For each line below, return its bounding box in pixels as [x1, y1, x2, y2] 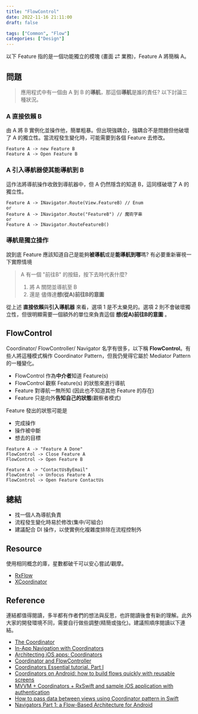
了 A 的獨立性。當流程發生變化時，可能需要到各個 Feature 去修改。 [6, 134, 169, 141]
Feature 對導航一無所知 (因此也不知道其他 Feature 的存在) [14, 387, 154, 394]
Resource [6, 544, 42, 554]
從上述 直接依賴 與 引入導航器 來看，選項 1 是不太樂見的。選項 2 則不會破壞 [6, 303, 186, 311]
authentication [14, 689, 50, 696]
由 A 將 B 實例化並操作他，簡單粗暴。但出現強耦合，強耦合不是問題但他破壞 [6, 127, 190, 134]
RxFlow [14, 572, 33, 579]
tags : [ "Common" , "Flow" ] [6, 30, 70, 36]
